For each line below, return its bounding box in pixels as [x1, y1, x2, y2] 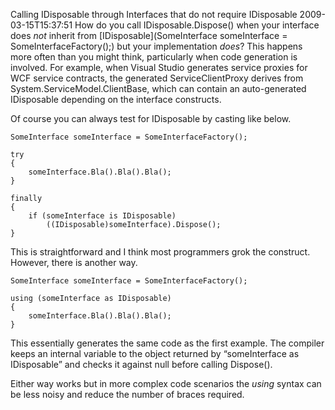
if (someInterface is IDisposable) [28, 211, 177, 221]
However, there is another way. [10, 257, 138, 268]
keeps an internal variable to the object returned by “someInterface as [10, 348, 300, 359]
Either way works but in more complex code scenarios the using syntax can [10, 378, 322, 389]
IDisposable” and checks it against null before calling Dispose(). [10, 359, 273, 370]
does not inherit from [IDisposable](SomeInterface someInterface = [10, 30, 288, 41]
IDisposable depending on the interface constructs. [10, 94, 222, 105]
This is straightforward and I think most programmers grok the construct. [10, 246, 311, 258]
